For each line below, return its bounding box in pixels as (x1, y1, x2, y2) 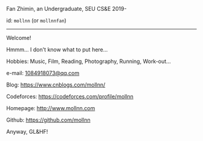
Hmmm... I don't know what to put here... (6, 46, 108, 53)
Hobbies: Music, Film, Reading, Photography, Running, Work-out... (6, 57, 171, 65)
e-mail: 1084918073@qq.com (6, 70, 80, 76)
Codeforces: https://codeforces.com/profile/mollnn (6, 93, 134, 100)
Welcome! (6, 34, 31, 41)
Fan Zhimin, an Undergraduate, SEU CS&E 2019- (6, 5, 127, 12)
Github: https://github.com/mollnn (6, 116, 91, 123)
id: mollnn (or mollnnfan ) (6, 17, 66, 24)
